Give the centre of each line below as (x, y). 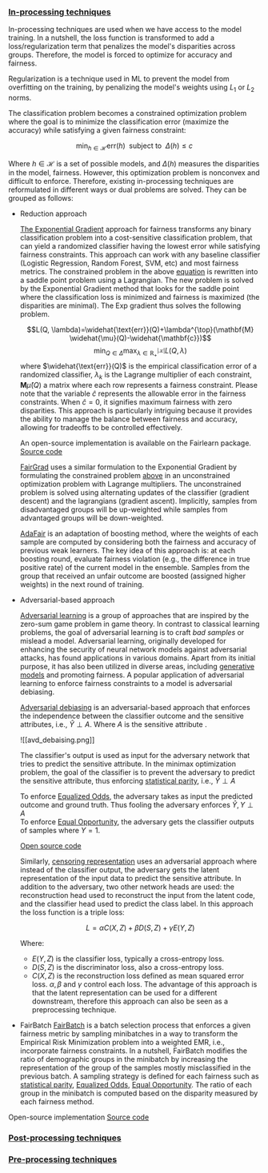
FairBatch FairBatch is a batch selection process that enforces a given (135, 1025)
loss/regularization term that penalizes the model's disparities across (122, 46)
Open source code (50, 845)
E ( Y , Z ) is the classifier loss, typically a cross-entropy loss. (128, 959)
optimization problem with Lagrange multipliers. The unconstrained (130, 484)
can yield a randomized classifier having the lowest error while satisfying (140, 245)
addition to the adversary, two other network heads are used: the (127, 887)
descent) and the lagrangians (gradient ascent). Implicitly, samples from (138, 501)
